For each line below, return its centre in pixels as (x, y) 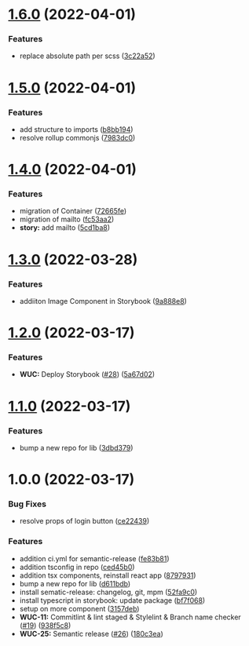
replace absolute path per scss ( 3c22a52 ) (87, 56)
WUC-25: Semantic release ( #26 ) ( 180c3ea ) (91, 633)
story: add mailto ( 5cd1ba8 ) (65, 228)
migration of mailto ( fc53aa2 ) (67, 219)
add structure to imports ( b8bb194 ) (76, 129)
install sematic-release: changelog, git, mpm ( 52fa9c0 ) (108, 592)
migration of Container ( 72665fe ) (73, 211)
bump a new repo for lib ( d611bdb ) (75, 583)
